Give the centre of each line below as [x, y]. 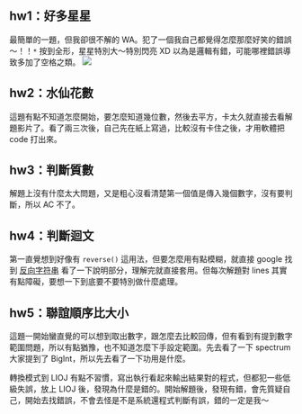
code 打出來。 [36, 139]
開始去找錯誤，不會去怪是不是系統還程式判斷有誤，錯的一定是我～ [147, 400]
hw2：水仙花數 [52, 93]
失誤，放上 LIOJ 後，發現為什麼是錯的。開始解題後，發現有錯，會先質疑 [150, 389]
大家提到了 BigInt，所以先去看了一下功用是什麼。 [100, 359]
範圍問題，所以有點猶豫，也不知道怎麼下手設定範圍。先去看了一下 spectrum [150, 347]
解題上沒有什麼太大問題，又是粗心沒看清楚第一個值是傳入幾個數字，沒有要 [147, 193]
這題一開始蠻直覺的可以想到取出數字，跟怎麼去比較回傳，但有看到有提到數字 [151, 337]
